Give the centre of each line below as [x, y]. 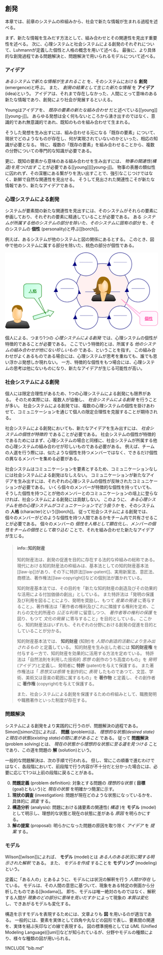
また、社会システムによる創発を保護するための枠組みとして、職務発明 [87, 694]
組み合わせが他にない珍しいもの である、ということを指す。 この [78, 350]
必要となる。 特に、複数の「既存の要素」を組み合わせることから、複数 [84, 145]
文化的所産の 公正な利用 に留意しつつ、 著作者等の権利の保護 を [94, 613]
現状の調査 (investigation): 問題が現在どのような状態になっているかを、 [83, 795]
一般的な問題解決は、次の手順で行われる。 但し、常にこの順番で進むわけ [78, 760]
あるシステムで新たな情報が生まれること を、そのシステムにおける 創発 [76, 81]
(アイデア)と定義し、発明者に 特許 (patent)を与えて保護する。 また [83, 665]
